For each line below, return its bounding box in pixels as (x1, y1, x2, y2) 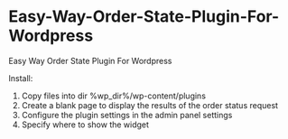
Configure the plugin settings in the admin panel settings (21, 109, 233, 120)
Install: (8, 72, 33, 83)
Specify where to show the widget (21, 119, 150, 130)
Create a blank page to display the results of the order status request (21, 99, 279, 110)
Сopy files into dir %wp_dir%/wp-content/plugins (21, 90, 207, 101)
